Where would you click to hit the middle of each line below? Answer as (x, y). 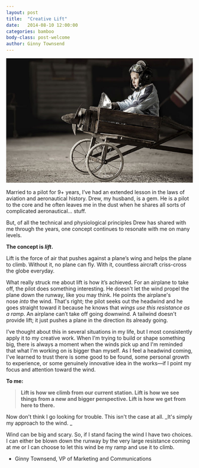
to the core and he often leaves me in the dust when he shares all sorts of (96, 205)
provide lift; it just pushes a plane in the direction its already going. (87, 320)
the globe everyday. (31, 271)
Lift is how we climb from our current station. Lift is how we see (100, 393)
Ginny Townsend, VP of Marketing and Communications (83, 459)
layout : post (22, 12)
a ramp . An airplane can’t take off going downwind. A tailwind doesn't (91, 314)
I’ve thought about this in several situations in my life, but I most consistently (99, 332)
